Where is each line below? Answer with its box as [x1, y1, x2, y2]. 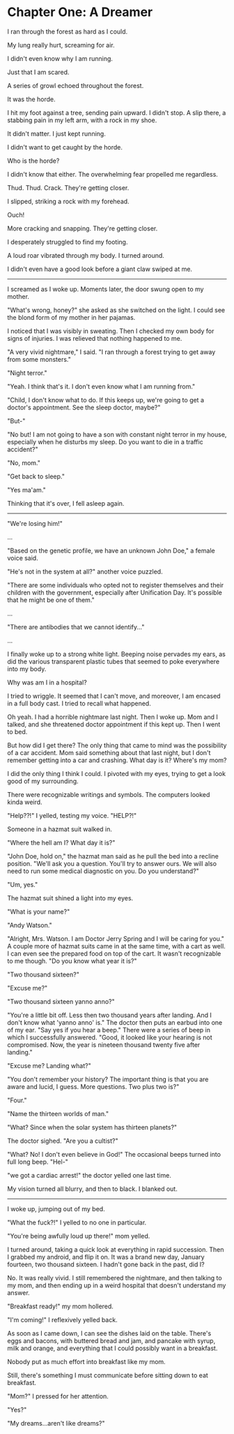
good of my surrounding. [7, 777, 79, 785]
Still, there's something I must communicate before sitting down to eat [7, 1370, 209, 1380]
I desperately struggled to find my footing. [7, 237, 128, 246]
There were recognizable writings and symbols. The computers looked [7, 790, 210, 798]
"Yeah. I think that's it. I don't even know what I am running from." [7, 382, 196, 390]
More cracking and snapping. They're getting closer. [7, 224, 158, 233]
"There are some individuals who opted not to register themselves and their [7, 580, 224, 589]
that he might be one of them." [7, 595, 95, 604]
